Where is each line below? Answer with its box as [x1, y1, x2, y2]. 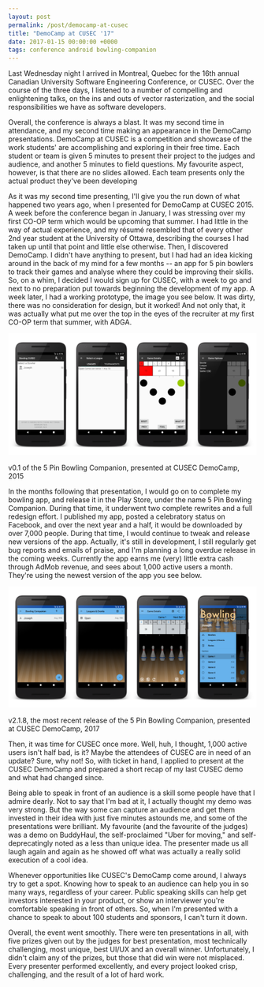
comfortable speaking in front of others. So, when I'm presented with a [8, 904, 239, 914]
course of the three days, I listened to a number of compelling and [8, 85, 223, 95]
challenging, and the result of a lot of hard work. [8, 970, 165, 979]
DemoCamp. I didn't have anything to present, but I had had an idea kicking [8, 250, 254, 260]
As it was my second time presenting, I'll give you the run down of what [8, 192, 240, 201]
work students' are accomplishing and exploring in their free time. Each [8, 143, 240, 152]
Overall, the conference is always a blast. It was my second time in [8, 118, 225, 127]
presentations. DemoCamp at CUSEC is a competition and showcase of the [8, 134, 252, 144]
